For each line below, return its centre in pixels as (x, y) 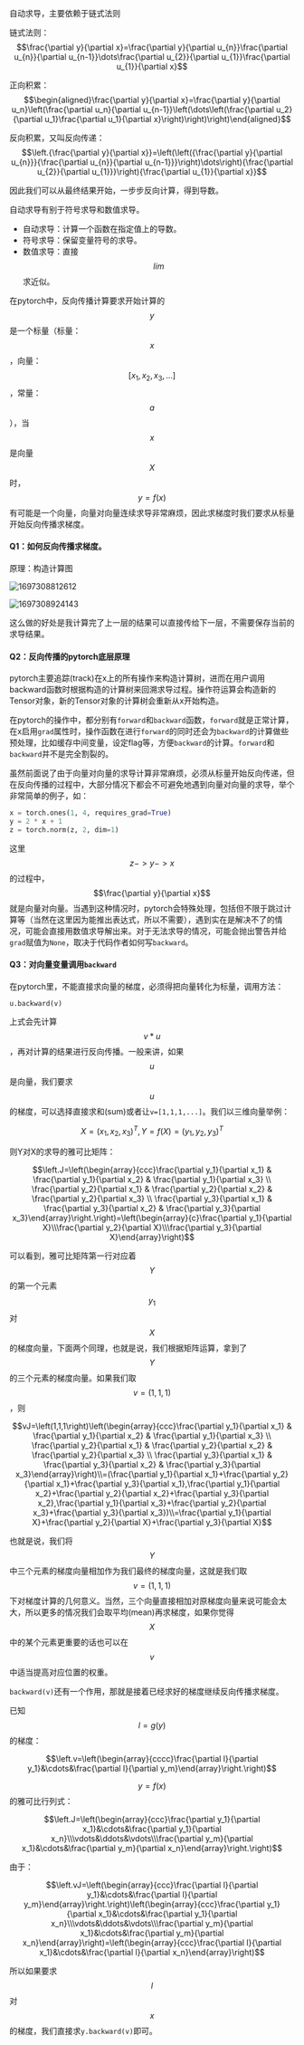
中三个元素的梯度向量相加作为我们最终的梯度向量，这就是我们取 (128, 1571)
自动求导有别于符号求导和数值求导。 (77, 210)
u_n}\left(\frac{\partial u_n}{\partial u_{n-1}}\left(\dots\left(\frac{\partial (142, 110)
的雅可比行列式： (41, 1801)
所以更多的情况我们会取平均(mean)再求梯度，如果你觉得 (129, 1612)
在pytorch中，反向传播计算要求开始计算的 (87, 301)
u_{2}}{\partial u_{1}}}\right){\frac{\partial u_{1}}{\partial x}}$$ (152, 172)
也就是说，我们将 (41, 1541)
